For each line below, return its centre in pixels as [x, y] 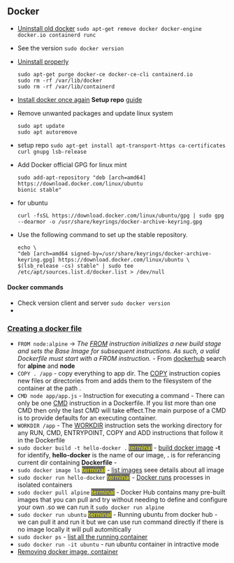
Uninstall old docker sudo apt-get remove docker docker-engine [110, 28]
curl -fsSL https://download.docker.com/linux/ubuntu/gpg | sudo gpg [121, 215]
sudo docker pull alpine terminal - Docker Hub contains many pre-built [121, 492]
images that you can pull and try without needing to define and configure [122, 500]
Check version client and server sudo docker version [94, 303]
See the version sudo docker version [71, 48]
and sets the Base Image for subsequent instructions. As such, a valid [118, 351]
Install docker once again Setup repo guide [80, 99]
